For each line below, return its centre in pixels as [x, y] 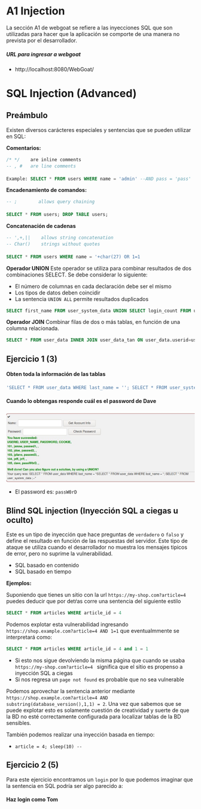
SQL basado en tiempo [43, 572]
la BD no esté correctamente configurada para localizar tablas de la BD [94, 717]
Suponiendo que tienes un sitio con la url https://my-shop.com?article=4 [96, 595]
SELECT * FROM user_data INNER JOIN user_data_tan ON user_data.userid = [99, 340]
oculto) [20, 520]
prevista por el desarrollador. [42, 40]
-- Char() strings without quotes [53, 244]
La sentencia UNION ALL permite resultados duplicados [82, 299]
